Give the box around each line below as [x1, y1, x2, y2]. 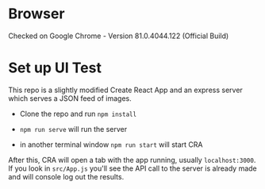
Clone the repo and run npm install [19, 109, 137, 118]
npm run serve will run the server [19, 124, 128, 133]
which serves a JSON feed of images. [8, 93, 132, 103]
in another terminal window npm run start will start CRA [19, 140, 203, 149]
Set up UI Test [8, 59, 102, 77]
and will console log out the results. [8, 172, 125, 181]
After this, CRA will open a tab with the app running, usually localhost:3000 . [8, 155, 256, 164]
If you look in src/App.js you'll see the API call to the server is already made [8, 164, 258, 173]
